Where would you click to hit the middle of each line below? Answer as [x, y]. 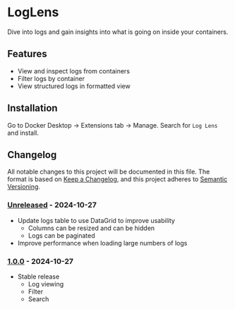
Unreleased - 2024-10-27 [52, 205]
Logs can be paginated [61, 235]
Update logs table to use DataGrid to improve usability [96, 220]
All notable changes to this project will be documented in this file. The [109, 172]
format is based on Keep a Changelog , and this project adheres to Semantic [117, 179]
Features [27, 54]
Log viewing [46, 284]
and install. [23, 133]
